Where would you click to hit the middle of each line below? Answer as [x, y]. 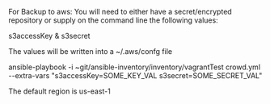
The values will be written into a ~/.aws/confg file [90, 51]
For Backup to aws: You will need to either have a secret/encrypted [120, 12]
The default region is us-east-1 [59, 91]
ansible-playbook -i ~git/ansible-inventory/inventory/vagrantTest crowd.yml [135, 67]
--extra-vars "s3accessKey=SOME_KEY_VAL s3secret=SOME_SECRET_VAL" [135, 75]
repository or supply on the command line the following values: [113, 20]
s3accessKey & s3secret [49, 36]
